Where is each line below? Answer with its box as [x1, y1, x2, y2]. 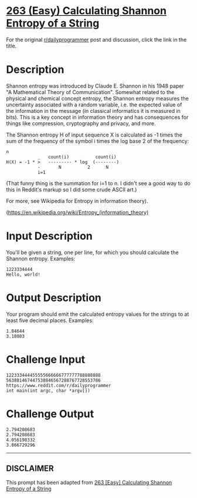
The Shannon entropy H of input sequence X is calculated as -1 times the [6, 131, 183, 138]
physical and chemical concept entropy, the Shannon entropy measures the [6, 95, 189, 102]
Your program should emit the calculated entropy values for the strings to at [6, 310, 189, 317]
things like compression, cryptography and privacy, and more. [6, 119, 157, 127]
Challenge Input [6, 353, 86, 366]
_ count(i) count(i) [37, 154, 117, 160]
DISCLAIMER [6, 463, 54, 474]
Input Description [6, 229, 93, 243]
